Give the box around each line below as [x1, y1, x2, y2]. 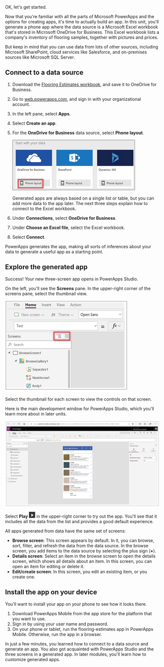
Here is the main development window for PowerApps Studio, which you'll [5, 406, 154, 412]
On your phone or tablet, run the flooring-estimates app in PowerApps [12, 626, 154, 632]
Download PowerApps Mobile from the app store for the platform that [12, 610, 152, 616]
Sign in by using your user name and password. [12, 621, 109, 627]
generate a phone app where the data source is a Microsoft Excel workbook [5, 24, 158, 30]
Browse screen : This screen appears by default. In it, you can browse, [12, 537, 154, 543]
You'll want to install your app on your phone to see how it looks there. [5, 601, 147, 607]
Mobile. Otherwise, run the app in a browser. [12, 631, 102, 637]
